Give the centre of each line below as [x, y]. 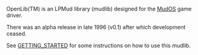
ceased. [17, 34]
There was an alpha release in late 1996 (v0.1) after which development [96, 27]
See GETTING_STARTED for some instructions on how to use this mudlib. [99, 46]
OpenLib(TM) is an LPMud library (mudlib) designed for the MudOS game [99, 9]
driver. [14, 15]
